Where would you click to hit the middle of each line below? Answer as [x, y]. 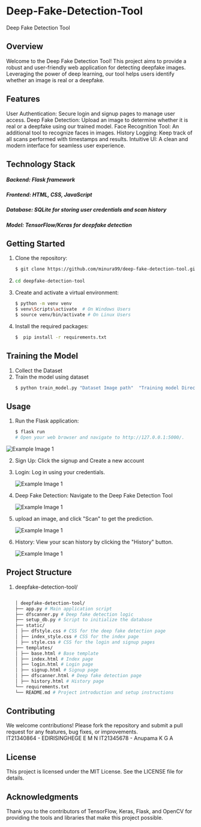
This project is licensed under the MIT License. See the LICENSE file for [95, 772]
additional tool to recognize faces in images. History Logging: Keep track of [100, 133]
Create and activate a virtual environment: [67, 293]
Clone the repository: [41, 258]
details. [15, 778]
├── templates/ [34, 648]
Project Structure [39, 572]
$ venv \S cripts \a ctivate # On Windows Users [73, 309]
